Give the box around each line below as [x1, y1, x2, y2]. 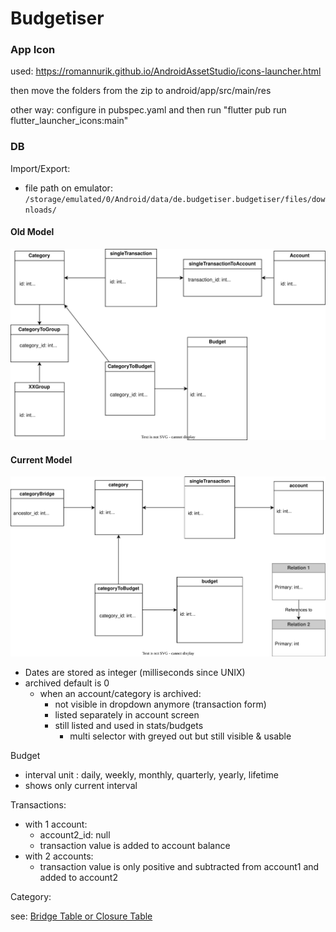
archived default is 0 [24, 677, 110, 689]
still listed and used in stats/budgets [54, 720, 204, 732]
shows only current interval [24, 780, 138, 792]
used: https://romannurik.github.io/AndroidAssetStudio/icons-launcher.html [10, 65, 322, 77]
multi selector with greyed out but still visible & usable [69, 730, 292, 742]
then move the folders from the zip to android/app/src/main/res [10, 85, 272, 97]
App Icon [10, 43, 56, 57]
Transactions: [10, 799, 67, 811]
